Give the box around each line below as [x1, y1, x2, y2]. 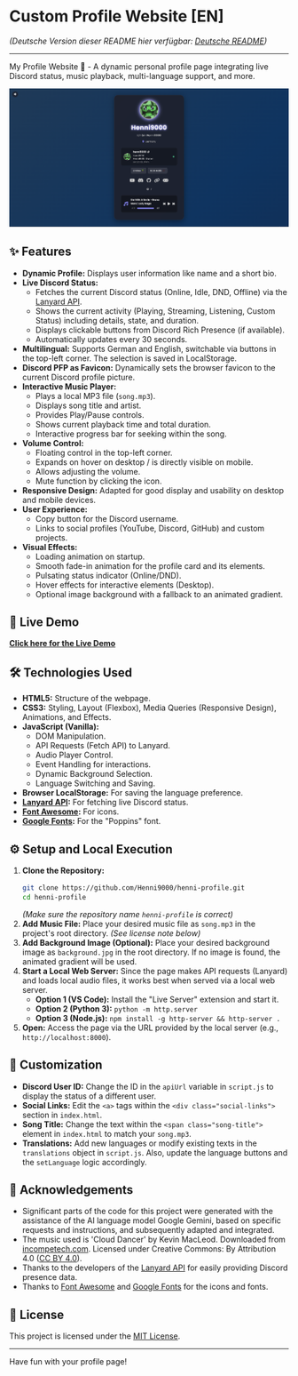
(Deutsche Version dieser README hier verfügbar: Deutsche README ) [9, 36, 268, 46]
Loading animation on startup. [35, 551, 145, 562]
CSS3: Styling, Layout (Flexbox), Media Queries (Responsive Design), [21, 702, 277, 713]
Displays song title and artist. [35, 400, 142, 411]
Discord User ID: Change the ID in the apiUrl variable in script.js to [21, 1081, 274, 1092]
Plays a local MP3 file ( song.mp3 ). [35, 390, 156, 401]
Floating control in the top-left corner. [35, 447, 173, 458]
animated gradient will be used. [21, 956, 137, 966]
